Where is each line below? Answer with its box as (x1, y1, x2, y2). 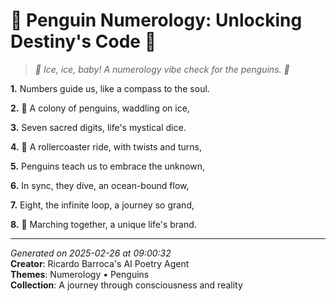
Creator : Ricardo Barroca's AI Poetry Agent (10, 257, 190, 269)
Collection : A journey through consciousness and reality (10, 279, 243, 291)
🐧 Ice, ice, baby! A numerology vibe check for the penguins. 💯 (34, 63, 290, 75)
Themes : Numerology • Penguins (10, 268, 150, 280)
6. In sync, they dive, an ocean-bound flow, (10, 179, 190, 191)
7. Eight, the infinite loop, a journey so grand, (10, 199, 195, 211)
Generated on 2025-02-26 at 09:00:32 (10, 247, 172, 259)
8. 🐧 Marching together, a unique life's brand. (10, 218, 197, 230)
